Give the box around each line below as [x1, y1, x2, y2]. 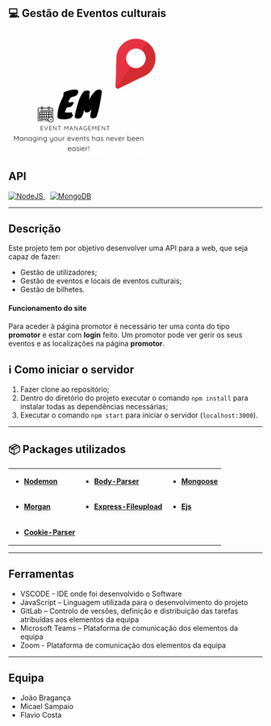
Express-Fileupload [94, 501, 163, 511]
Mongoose [181, 476, 219, 486]
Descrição [8, 222, 61, 236]
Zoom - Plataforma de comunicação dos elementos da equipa [19, 640, 227, 650]
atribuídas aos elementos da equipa [19, 615, 140, 624]
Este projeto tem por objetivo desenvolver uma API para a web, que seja [8, 243, 248, 253]
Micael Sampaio [19, 701, 74, 711]
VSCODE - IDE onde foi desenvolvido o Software [19, 589, 182, 598]
